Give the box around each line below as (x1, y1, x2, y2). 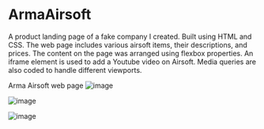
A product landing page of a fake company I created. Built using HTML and (8, 32, 252, 41)
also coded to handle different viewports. (8, 65, 142, 74)
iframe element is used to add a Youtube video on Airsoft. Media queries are (8, 57, 257, 66)
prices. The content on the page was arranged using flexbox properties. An (8, 48, 254, 58)
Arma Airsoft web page (8, 81, 84, 90)
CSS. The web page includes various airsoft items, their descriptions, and (8, 40, 247, 49)
